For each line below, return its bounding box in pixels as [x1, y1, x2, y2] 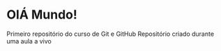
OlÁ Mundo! [6, 7, 77, 23]
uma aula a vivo [6, 37, 52, 45]
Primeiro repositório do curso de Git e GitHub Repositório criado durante [6, 30, 214, 38]
